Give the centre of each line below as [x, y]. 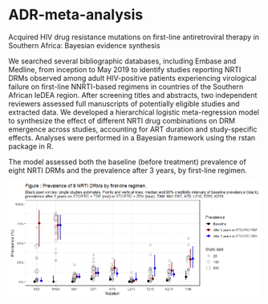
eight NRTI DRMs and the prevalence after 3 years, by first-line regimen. [128, 170]
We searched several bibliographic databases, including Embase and [122, 61]
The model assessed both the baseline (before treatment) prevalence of [127, 161]
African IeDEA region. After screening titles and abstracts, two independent [133, 95]
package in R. [31, 146]
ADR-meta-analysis [76, 15]
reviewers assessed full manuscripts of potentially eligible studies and [124, 103]
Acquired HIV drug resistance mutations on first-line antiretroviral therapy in [134, 37]
